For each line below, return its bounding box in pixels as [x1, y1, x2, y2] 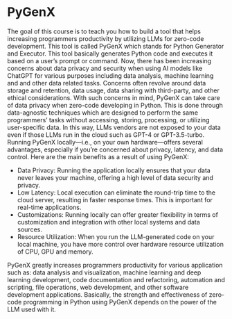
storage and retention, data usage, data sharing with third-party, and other [7, 86, 220, 95]
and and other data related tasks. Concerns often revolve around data [7, 79, 206, 87]
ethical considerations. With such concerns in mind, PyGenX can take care [7, 93, 220, 101]
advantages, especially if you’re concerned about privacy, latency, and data [7, 145, 224, 154]
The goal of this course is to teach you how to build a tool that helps [7, 27, 201, 35]
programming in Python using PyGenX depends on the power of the [23, 297, 217, 306]
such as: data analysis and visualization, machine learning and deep [7, 268, 202, 277]
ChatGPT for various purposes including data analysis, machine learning [7, 71, 214, 80]
